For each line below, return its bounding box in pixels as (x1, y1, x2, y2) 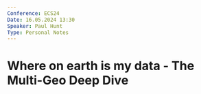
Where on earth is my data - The (7, 59, 195, 74)
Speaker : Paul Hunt (7, 22, 63, 29)
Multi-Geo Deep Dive (7, 73, 129, 89)
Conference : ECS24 (7, 10, 60, 17)
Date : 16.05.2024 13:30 (7, 16, 75, 23)
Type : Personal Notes (7, 29, 69, 36)
